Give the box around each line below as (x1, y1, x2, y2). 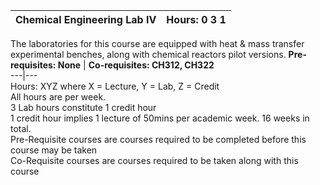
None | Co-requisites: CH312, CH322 (57, 59, 215, 71)
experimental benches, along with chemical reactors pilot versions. (10, 49, 287, 60)
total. (10, 123, 32, 134)
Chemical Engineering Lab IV (15, 13, 157, 26)
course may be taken (10, 144, 98, 156)
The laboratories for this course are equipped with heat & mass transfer (10, 38, 305, 49)
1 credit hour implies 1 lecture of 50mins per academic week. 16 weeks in (10, 112, 310, 124)
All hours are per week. (10, 91, 107, 103)
